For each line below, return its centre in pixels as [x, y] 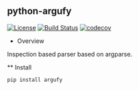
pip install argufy [35, 80]
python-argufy [39, 11]
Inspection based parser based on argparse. [70, 54]
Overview [30, 41]
